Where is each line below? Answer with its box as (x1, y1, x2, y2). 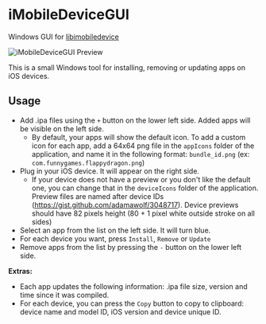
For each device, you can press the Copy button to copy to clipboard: (19, 299, 245, 308)
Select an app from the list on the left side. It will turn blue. (19, 225, 211, 235)
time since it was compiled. (19, 290, 110, 299)
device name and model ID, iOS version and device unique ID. (19, 306, 222, 316)
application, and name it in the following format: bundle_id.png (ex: (31, 149, 250, 158)
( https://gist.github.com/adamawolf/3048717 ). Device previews (31, 200, 239, 209)
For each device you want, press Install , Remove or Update (19, 233, 211, 244)
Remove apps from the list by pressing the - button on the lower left (19, 242, 242, 252)
